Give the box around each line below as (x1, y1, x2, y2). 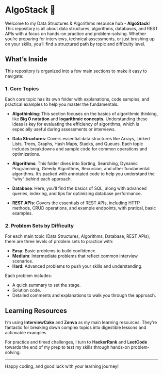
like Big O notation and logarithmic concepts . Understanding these (12, 116, 148, 122)
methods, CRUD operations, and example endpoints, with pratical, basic (12, 205, 156, 211)
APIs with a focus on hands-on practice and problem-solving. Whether (5, 31, 147, 36)
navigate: (5, 73, 24, 79)
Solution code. (12, 287, 41, 293)
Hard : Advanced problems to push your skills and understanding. (12, 263, 143, 269)
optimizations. (12, 151, 41, 157)
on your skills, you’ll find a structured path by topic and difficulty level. (5, 41, 146, 47)
